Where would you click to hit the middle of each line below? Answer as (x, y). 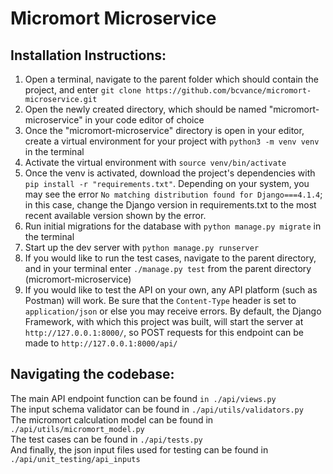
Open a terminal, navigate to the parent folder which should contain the (171, 79)
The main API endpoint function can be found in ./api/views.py (143, 398)
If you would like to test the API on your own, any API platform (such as (171, 290)
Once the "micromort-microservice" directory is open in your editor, (164, 130)
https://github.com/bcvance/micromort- (228, 91)
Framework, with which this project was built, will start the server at (164, 321)
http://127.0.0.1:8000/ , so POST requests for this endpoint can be (164, 332)
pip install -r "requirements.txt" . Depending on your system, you (167, 183)
